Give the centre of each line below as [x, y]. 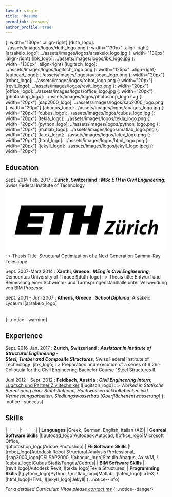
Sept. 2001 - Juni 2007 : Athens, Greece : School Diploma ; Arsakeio [78, 298]
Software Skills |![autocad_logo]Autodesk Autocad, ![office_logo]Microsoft [85, 435]
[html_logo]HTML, [24, 479]
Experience [24, 336]
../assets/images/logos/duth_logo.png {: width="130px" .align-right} [77, 48]
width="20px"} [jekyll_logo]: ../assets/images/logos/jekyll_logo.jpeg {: [79, 146]
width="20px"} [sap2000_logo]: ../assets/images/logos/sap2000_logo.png [84, 102]
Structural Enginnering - [32, 353]
